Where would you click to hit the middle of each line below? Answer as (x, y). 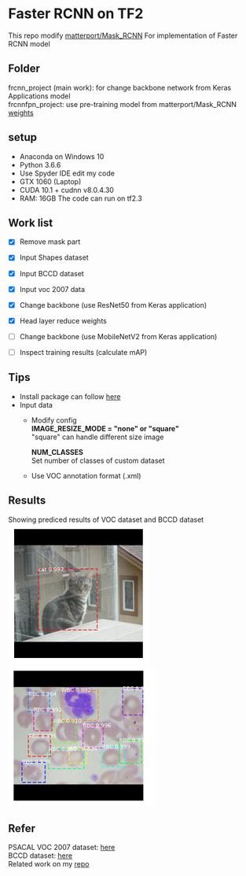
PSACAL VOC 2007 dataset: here (62, 848)
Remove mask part (50, 242)
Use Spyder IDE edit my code (67, 173)
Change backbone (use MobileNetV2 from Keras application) (118, 336)
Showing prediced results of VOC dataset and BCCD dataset (106, 519)
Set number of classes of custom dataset (98, 460)
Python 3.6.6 (40, 164)
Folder (24, 69)
